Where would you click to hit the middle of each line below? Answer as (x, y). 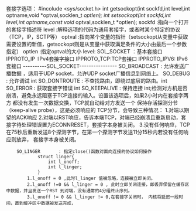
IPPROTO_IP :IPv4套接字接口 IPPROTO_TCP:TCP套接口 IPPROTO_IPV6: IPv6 (97, 59)
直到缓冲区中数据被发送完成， (45, 203)
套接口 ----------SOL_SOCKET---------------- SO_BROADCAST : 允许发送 (95, 66)
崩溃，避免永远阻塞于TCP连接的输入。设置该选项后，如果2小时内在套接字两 (97, 95)
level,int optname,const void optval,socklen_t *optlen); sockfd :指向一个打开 (97, 22)
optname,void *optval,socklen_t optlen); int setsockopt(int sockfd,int (89, 15)
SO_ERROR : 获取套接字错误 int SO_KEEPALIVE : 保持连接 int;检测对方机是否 (97, 88)
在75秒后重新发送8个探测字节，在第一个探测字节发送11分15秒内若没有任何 (95, 132)
